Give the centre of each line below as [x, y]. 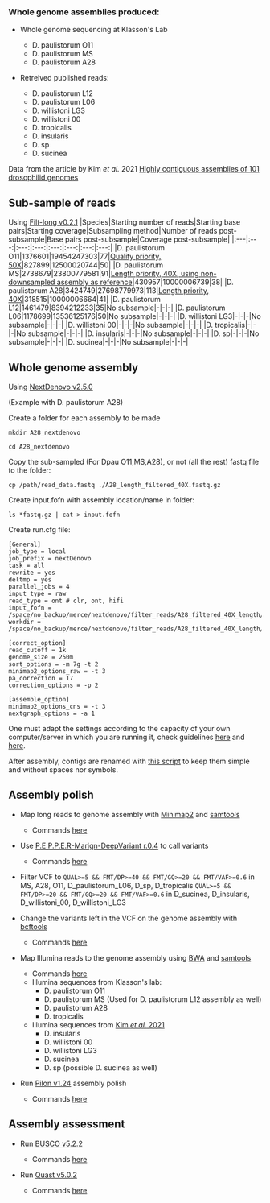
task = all [27, 565]
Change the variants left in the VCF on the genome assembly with [129, 918]
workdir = [25, 622]
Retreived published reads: [64, 78]
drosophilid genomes [43, 178]
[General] [25, 544]
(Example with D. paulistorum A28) [66, 402]
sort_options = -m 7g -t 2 [53, 664]
